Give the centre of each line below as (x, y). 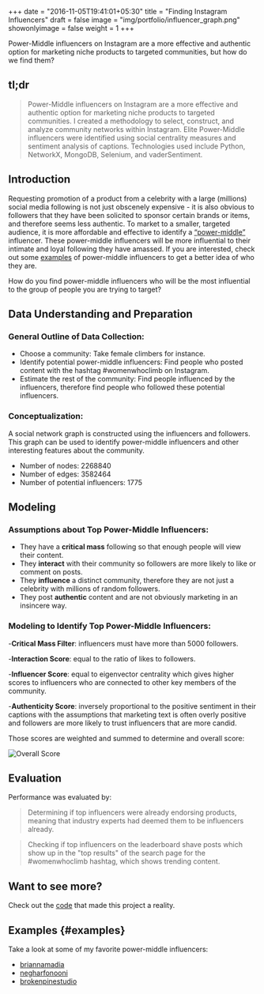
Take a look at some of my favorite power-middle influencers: (108, 949)
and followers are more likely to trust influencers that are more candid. (123, 723)
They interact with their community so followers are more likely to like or (138, 563)
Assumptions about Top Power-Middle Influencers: (109, 529)
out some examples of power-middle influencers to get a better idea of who (131, 257)
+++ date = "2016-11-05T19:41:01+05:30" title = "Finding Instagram (118, 11)
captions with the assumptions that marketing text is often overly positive (127, 714)
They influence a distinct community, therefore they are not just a (127, 581)
